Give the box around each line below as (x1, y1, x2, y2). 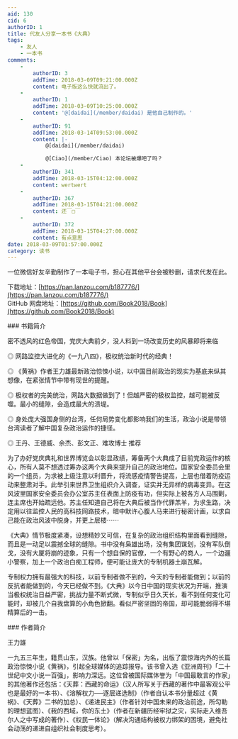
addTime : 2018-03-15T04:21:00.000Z (33, 201, 138, 209)
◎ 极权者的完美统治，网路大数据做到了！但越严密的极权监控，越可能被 (7, 391, 214, 399)
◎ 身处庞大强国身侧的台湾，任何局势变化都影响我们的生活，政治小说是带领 (7, 415, 227, 423)
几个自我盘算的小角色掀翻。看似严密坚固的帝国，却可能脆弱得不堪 (38, 599, 231, 608)
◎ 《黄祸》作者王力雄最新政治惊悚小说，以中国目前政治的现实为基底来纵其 (7, 367, 227, 376)
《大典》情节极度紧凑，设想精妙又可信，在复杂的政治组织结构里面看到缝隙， (7, 531, 231, 540)
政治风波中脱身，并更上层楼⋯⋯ (25, 516, 119, 525)
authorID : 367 (33, 194, 74, 202)
